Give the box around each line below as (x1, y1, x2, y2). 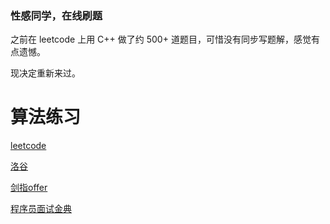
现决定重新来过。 (10, 67, 81, 79)
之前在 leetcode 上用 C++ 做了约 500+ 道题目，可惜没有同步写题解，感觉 (10, 33, 312, 46)
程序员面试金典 (10, 203, 72, 215)
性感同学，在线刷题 (10, 8, 103, 22)
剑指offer (10, 182, 48, 194)
